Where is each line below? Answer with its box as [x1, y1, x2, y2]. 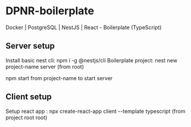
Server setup [5, 41, 55, 51]
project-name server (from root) [5, 63, 84, 70]
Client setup [5, 92, 52, 102]
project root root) [5, 114, 48, 121]
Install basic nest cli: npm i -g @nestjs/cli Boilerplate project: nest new [5, 56, 178, 63]
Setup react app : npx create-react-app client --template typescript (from [5, 107, 186, 115]
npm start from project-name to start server [5, 74, 113, 81]
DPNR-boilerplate [5, 4, 95, 18]
